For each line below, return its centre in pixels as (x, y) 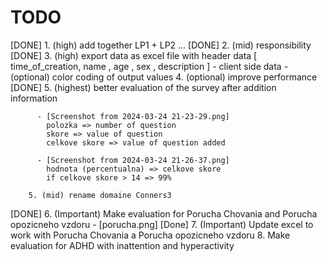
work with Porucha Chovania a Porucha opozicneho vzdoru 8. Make (150, 235)
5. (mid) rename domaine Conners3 (100, 195)
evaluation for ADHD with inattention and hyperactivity (122, 245)
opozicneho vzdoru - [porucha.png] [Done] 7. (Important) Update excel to (162, 224)
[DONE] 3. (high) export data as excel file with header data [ (134, 55)
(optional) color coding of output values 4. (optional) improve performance (164, 77)
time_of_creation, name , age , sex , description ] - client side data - (149, 66)
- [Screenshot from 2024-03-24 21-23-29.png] (133, 116)
